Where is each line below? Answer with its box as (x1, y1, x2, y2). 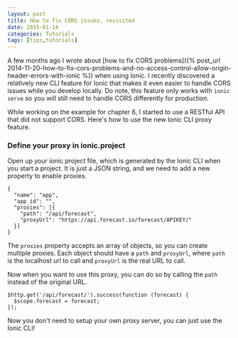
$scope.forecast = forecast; (13, 298, 100, 305)
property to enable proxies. (7, 172, 87, 180)
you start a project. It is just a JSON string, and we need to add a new (7, 164, 211, 173)
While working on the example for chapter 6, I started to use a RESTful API (7, 108, 225, 116)
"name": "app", (13, 192, 59, 199)
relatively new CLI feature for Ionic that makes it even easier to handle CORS (7, 79, 231, 87)
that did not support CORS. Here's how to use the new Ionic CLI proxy (7, 115, 212, 124)
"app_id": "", (13, 198, 55, 205)
